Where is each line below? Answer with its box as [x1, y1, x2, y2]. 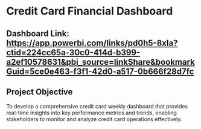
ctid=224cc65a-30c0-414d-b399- [6, 47, 141, 58]
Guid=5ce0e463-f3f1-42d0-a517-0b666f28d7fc [6, 66, 194, 76]
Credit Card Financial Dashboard [6, 4, 173, 18]
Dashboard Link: [6, 28, 69, 39]
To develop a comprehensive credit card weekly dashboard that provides [6, 103, 188, 110]
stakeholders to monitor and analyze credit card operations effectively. [6, 116, 182, 123]
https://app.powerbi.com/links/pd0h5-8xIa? [6, 38, 178, 48]
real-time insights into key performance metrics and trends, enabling [6, 109, 177, 116]
